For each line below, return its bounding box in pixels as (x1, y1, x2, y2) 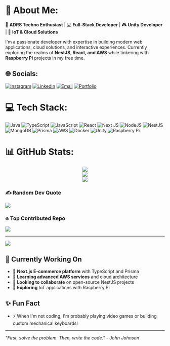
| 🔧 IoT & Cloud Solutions (5, 29, 58, 35)
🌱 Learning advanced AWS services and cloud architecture (12, 274, 138, 280)
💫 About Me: (5, 5, 59, 16)
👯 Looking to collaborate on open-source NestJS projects (12, 279, 135, 285)
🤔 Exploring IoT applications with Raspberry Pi (12, 285, 110, 291)
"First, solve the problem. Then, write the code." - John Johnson (5, 334, 140, 341)
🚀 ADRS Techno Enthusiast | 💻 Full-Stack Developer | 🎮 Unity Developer (5, 21, 163, 27)
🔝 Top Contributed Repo (5, 215, 66, 222)
